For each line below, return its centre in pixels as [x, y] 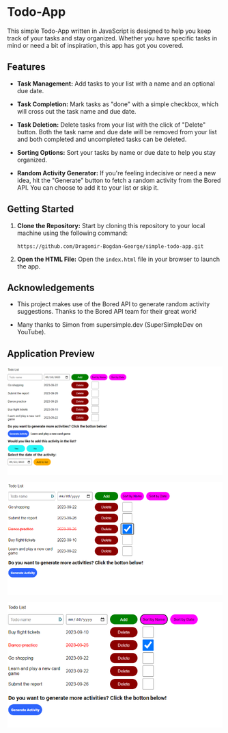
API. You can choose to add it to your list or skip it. [88, 187]
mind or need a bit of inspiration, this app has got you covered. [96, 45]
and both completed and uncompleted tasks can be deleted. [102, 139]
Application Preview [51, 353]
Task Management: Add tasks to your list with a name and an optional [116, 84]
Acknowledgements [51, 287]
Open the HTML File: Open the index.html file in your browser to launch [118, 259]
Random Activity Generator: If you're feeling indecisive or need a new [116, 173]
